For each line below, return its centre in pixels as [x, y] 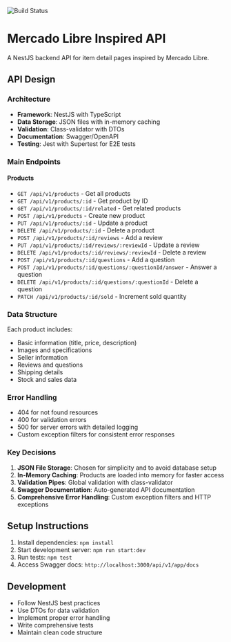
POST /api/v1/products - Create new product [81, 215]
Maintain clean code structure [60, 632]
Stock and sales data [47, 380]
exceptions [33, 504]
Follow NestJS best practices [59, 603]
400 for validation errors [52, 420]
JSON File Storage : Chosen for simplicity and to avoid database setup [117, 468]
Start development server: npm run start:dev [81, 550]
